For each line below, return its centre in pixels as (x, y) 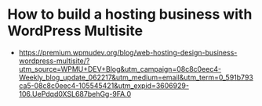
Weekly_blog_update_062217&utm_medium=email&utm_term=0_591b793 (136, 77)
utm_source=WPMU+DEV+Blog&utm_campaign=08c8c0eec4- (120, 69)
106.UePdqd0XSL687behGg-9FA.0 (75, 94)
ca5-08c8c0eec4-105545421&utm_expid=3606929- (104, 85)
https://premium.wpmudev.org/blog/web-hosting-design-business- (128, 52)
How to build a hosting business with (130, 14)
